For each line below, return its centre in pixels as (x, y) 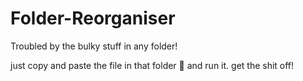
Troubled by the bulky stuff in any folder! (94, 46)
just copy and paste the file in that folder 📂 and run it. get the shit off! (152, 65)
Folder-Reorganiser (93, 18)
